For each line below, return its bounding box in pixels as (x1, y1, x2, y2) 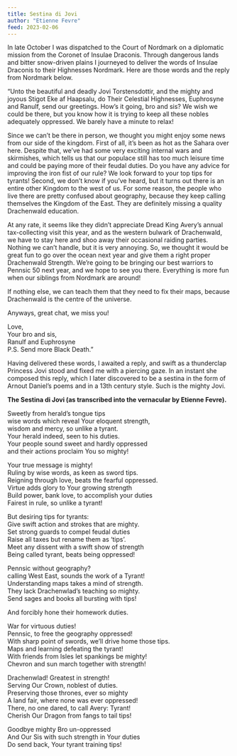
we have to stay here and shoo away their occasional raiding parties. (7, 236, 209, 244)
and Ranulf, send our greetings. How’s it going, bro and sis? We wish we (7, 103, 218, 111)
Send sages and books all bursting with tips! (7, 594, 137, 603)
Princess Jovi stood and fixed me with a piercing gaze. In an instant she (7, 367, 218, 375)
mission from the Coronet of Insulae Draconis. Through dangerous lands (7, 51, 219, 59)
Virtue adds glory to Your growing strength (7, 483, 133, 492)
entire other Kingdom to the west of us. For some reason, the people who (7, 184, 222, 193)
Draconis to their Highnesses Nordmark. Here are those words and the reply (7, 65, 230, 75)
